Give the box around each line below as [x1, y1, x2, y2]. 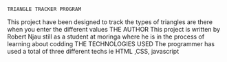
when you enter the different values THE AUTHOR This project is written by [7, 25, 221, 33]
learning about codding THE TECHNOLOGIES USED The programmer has [7, 40, 215, 48]
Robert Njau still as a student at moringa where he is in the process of [7, 32, 205, 41]
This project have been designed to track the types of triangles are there [7, 18, 213, 26]
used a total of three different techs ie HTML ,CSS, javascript [7, 48, 180, 55]
